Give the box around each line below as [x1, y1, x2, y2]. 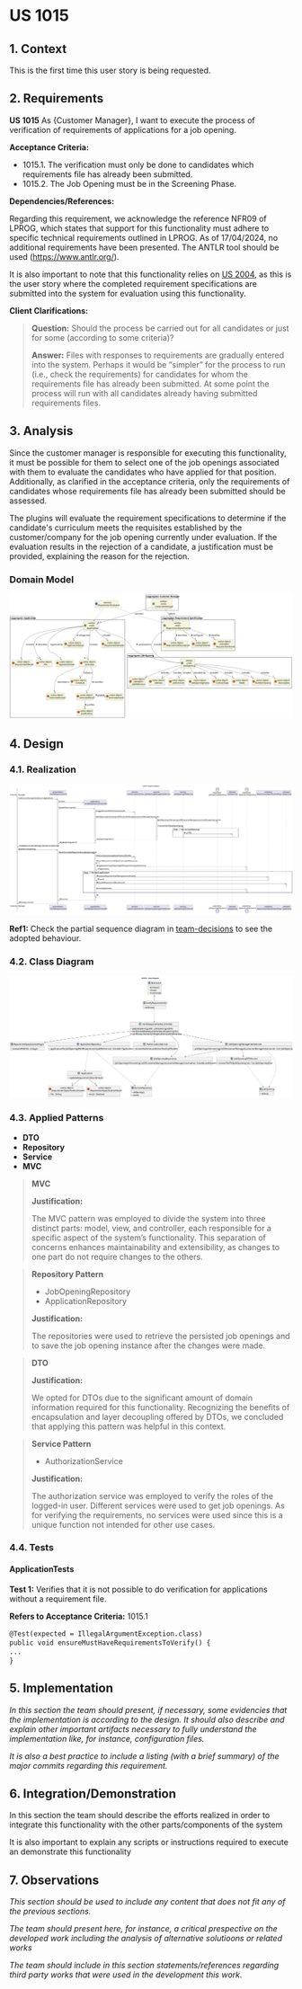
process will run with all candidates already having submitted [31, 387, 258, 398]
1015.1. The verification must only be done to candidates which [22, 159, 254, 170]
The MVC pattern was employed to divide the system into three [31, 1212, 266, 1223]
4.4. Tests [9, 1541, 54, 1554]
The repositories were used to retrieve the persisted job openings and [31, 1330, 290, 1341]
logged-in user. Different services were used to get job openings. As [31, 1500, 285, 1511]
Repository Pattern [31, 1268, 104, 1279]
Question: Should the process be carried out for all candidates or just [31, 323, 289, 333]
